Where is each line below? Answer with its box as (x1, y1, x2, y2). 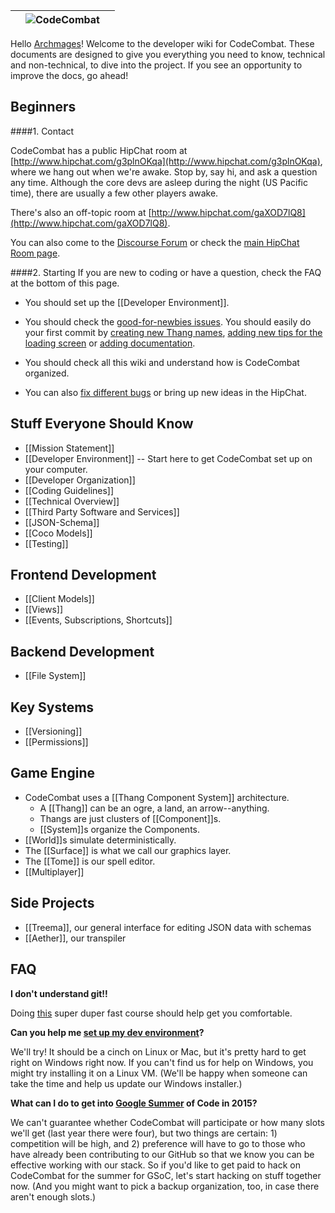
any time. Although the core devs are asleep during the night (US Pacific (10, 176, 308, 188)
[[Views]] (24, 604, 64, 616)
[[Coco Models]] (24, 527, 93, 539)
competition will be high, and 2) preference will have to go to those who (10, 1137, 306, 1149)
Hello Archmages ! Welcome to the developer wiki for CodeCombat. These (10, 38, 315, 49)
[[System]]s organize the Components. (39, 823, 201, 835)
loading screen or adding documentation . (24, 337, 196, 349)
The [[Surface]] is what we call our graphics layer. (24, 844, 232, 856)
